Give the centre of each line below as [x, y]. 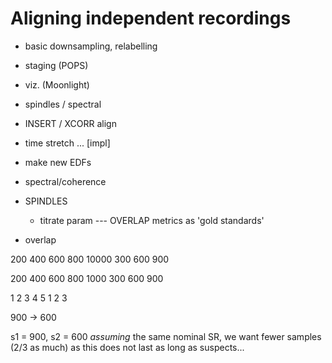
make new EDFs [58, 162]
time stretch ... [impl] [67, 143]
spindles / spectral [63, 104]
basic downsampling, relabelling [91, 46]
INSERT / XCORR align [70, 123]
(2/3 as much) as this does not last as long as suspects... [127, 347]
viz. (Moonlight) [57, 84]
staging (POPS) [56, 65]
